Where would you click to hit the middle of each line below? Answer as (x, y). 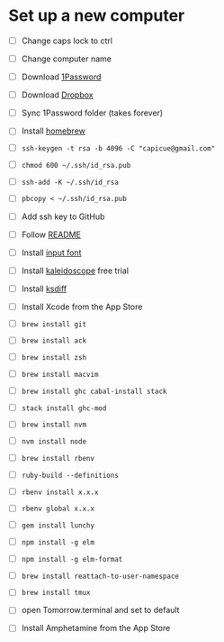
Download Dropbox (57, 95)
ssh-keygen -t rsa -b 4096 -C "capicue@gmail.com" (118, 149)
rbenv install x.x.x (60, 492)
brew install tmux (56, 593)
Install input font (51, 252)
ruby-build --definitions (70, 475)
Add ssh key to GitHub (63, 216)
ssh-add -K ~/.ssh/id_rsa (70, 182)
